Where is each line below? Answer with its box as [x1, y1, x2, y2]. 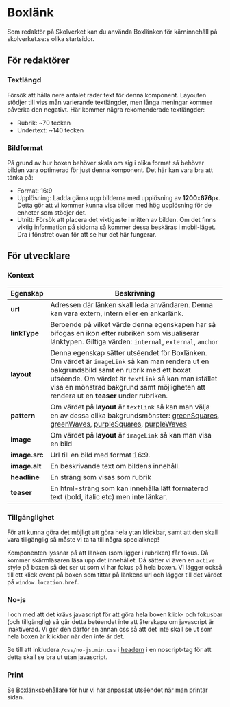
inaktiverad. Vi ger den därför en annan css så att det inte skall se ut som [7, 625, 213, 634]
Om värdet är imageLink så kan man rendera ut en [50, 357, 209, 366]
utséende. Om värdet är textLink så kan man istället [50, 374, 218, 383]
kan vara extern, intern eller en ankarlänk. [50, 309, 183, 318]
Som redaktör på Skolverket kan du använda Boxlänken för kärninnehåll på [7, 27, 218, 36]
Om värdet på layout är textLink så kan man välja [50, 402, 210, 411]
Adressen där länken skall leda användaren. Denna [50, 300, 214, 309]
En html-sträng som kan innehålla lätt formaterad [50, 483, 209, 493]
